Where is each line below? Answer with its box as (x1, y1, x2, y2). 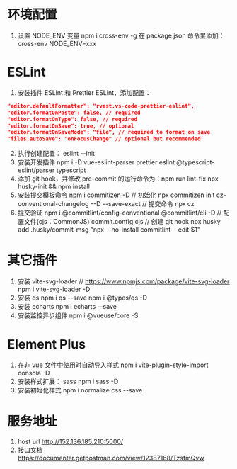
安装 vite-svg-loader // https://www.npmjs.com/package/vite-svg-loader (17, 277, 230, 286)
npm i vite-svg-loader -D (17, 285, 91, 294)
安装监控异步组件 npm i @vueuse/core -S (17, 311, 139, 320)
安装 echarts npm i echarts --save (17, 303, 117, 311)
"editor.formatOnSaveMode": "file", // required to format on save (7, 129, 211, 136)
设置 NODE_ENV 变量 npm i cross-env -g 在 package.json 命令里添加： (17, 31, 225, 40)
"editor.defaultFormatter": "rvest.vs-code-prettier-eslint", (7, 102, 195, 110)
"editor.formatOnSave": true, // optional (7, 122, 134, 130)
